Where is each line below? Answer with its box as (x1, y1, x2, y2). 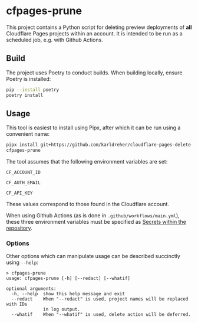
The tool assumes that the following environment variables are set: (6, 158, 168, 165)
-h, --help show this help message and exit (11, 291, 126, 297)
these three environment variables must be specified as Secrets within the (6, 218, 187, 226)
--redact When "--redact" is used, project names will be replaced (11, 296, 189, 302)
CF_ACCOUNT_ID (6, 169, 41, 175)
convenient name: (6, 130, 50, 138)
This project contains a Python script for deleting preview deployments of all (6, 24, 192, 31)
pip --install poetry (6, 87, 60, 93)
